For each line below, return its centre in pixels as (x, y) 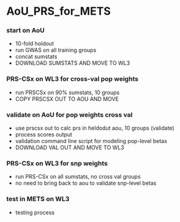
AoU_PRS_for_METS (59, 11)
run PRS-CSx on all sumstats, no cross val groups (78, 177)
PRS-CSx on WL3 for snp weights (57, 163)
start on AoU (25, 31)
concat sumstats (36, 57)
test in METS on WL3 (38, 199)
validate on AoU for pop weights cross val (69, 114)
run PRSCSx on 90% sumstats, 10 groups (67, 92)
